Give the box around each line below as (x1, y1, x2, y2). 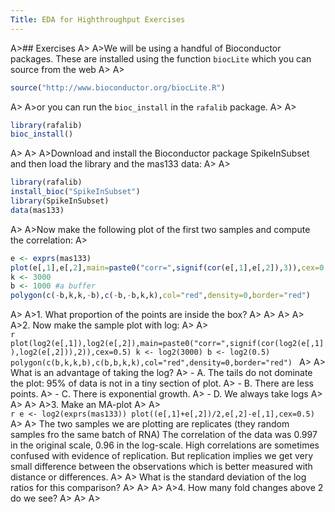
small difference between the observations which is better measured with (10, 461, 313, 473)
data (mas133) (10, 205, 65, 215)
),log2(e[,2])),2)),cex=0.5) (10, 347, 132, 358)
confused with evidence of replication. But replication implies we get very (10, 450, 314, 462)
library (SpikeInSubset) (10, 196, 110, 206)
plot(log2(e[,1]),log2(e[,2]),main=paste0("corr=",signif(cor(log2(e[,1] (10, 339, 325, 349)
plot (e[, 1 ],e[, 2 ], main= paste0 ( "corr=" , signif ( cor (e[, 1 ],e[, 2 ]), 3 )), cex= (10, 262, 320, 273)
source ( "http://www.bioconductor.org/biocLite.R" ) (10, 82, 226, 93)
